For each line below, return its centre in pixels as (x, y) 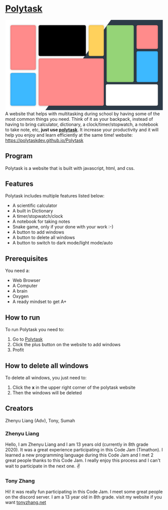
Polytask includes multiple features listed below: (55, 196)
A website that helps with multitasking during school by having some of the (82, 114)
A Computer (25, 286)
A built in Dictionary (33, 211)
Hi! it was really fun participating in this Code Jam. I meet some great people (84, 492)
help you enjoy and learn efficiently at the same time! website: (69, 135)
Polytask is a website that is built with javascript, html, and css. (70, 168)
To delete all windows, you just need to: (46, 377)
